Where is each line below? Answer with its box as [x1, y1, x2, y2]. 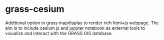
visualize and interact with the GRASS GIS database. [5, 30, 113, 36]
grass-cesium [5, 3, 64, 15]
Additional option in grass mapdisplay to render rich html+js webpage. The [5, 20, 159, 26]
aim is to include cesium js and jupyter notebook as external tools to [5, 25, 145, 31]
